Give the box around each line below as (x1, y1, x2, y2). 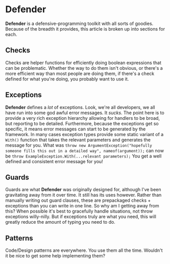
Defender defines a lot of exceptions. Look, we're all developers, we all (5, 104, 155, 110)
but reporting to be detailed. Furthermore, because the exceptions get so (5, 120, 159, 126)
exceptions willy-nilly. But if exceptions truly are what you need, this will (5, 214, 157, 220)
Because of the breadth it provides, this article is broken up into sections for (5, 25, 165, 32)
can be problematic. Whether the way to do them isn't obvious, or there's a (5, 65, 163, 71)
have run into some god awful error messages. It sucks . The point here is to (5, 110, 164, 116)
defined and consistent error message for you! (5, 158, 103, 164)
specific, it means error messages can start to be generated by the (5, 126, 146, 132)
